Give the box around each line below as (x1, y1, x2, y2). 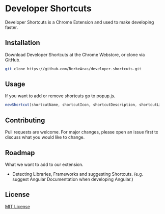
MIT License (5, 203, 30, 209)
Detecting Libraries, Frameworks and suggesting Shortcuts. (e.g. (12, 171, 143, 177)
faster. (5, 24, 18, 30)
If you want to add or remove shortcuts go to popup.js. (5, 93, 115, 99)
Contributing (5, 116, 45, 124)
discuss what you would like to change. (5, 134, 85, 140)
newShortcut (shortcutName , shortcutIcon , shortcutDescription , (5, 103, 137, 107)
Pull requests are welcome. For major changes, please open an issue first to (5, 129, 159, 135)
